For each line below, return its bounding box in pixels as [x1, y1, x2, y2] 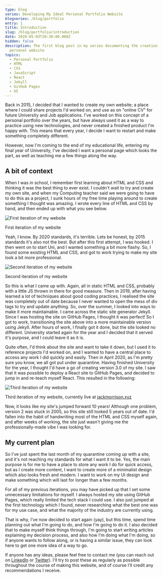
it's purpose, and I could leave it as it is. [5, 335, 85, 341]
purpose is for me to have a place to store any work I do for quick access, [5, 462, 153, 467]
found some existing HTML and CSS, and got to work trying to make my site [5, 249, 157, 256]
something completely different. [5, 133, 69, 139]
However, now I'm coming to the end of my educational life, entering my [5, 142, 149, 149]
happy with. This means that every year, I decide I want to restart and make [5, 128, 156, 134]
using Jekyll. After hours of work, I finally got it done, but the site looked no [5, 324, 156, 330]
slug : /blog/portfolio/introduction [5, 30, 79, 35]
